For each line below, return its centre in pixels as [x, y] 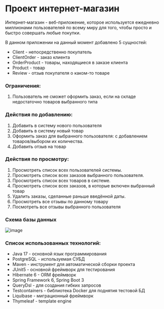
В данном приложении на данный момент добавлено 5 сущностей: [76, 42]
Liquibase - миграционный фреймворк [53, 296]
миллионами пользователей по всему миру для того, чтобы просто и [79, 27]
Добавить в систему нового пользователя [57, 125]
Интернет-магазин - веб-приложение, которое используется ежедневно [82, 22]
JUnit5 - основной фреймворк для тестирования [63, 269]
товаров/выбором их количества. [48, 141]
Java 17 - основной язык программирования [60, 254]
